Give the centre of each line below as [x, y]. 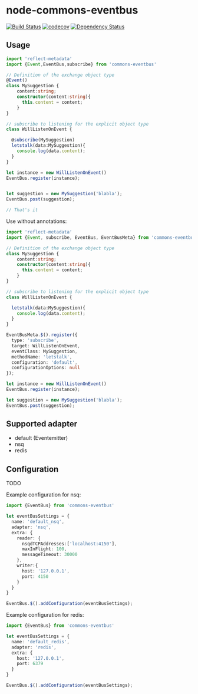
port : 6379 [30, 664]
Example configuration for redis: [45, 615]
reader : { [29, 538]
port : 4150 [35, 576]
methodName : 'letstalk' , [42, 357]
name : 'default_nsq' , [38, 522]
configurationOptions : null [46, 368]
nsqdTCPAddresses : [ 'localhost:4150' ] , [69, 544]
